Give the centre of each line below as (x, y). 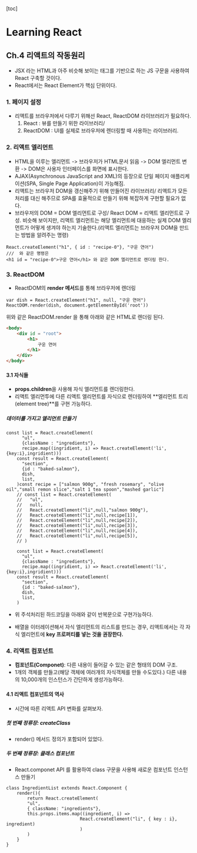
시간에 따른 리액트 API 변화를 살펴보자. (59, 708)
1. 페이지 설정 (24, 102)
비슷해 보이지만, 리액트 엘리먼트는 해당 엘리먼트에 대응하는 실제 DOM (102, 220)
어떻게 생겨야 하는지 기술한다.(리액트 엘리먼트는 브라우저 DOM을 (104, 227)
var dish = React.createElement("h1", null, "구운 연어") (76, 300)
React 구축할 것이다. (38, 78)
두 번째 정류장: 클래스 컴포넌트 (40, 754)
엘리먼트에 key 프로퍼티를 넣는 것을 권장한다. (72, 634)
